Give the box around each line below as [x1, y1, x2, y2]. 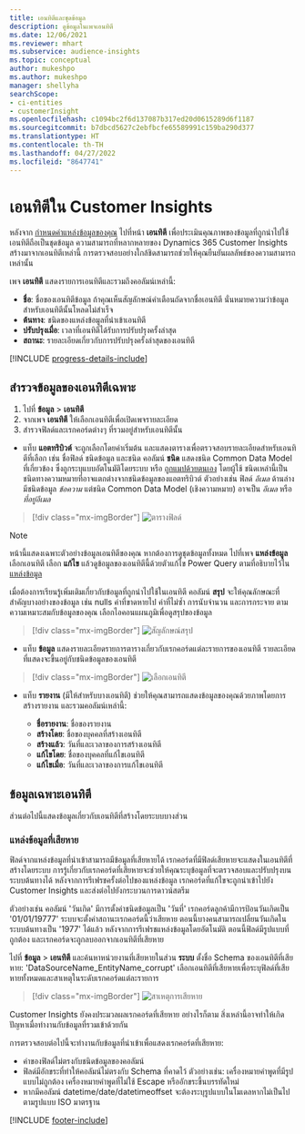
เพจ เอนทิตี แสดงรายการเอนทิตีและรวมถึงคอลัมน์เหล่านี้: [9, 276, 176, 287]
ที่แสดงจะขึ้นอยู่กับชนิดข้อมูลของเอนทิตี [22, 653, 137, 664]
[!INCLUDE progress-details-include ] [9, 353, 148, 364]
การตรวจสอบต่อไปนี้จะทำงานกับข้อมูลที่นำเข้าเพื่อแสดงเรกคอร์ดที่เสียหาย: [9, 1038, 225, 1048]
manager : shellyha [9, 81, 79, 90]
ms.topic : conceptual [9, 56, 92, 65]
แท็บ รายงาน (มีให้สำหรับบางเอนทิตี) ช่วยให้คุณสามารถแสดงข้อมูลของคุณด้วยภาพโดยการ [22, 690, 287, 701]
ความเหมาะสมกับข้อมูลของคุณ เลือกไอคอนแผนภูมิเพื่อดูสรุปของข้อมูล [9, 607, 212, 618]
